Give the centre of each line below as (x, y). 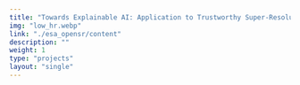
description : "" (39, 42)
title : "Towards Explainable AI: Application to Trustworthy (125, 17)
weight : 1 (28, 50)
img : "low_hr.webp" (46, 26)
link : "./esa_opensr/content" (66, 34)
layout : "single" (42, 67)
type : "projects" (42, 58)
